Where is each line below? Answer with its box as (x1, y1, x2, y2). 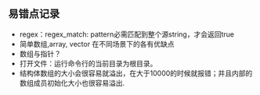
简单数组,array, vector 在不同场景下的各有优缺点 (19, 39, 175, 48)
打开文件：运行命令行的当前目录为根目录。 (19, 58, 157, 68)
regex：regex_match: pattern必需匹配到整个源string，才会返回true (19, 30, 235, 39)
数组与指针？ (19, 49, 61, 58)
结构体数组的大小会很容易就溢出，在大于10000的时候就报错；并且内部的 (19, 69, 253, 78)
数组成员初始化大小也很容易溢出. (19, 78, 125, 87)
